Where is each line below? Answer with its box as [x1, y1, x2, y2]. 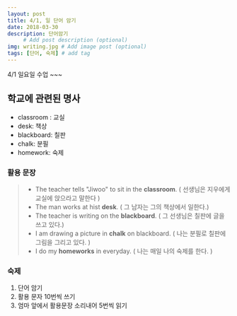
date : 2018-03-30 [7, 23, 59, 30]
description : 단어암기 [7, 30, 69, 37]
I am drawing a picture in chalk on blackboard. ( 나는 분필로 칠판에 [35, 229, 226, 238]
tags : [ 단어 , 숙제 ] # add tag [7, 50, 91, 57]
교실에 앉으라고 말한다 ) [35, 194, 100, 202]
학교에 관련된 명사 [7, 93, 81, 105]
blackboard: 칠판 [17, 130, 66, 139]
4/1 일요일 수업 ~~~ [7, 70, 62, 78]
